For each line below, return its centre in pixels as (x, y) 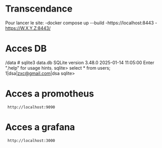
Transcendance (39, 9)
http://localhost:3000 (31, 140)
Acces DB (26, 49)
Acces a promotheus (50, 94)
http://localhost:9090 (31, 107)
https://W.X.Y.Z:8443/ (28, 28)
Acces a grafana (40, 127)
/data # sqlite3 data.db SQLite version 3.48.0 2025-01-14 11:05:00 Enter (80, 62)
